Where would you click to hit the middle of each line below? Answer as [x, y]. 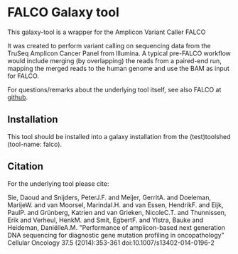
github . [18, 97]
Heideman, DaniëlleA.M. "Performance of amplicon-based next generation [117, 227]
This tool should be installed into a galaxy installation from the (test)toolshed [119, 136]
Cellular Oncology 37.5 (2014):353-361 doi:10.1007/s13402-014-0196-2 [111, 243]
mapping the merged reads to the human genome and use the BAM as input [118, 68]
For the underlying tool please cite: [58, 183]
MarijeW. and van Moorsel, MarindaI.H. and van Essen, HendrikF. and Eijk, [115, 205]
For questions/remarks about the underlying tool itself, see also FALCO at [114, 89]
